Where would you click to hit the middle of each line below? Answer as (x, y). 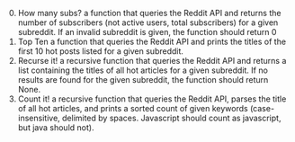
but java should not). (56, 128)
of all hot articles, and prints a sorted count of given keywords (133, 108)
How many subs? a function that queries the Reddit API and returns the (149, 13)
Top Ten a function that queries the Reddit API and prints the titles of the (152, 41)
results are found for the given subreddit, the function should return (143, 80)
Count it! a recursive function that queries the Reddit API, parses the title (152, 99)
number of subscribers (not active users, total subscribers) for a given (148, 22)
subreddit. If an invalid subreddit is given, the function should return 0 (147, 32)
